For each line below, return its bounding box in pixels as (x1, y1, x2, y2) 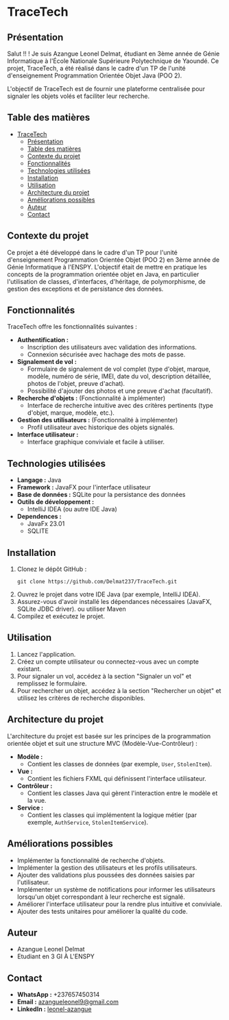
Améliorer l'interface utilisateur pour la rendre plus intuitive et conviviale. (16, 899, 223, 908)
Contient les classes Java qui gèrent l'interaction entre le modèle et (27, 789, 218, 797)
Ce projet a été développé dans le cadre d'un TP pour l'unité (7, 248, 178, 256)
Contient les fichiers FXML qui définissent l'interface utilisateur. (27, 774, 207, 782)
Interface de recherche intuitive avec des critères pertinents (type (27, 402, 214, 410)
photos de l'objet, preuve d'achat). (27, 380, 125, 388)
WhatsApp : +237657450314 (16, 991, 100, 999)
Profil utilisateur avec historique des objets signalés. (27, 423, 175, 432)
